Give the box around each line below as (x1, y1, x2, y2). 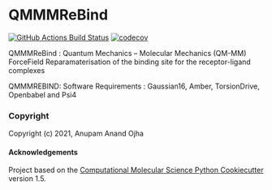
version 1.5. (8, 174, 46, 184)
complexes (8, 65, 45, 75)
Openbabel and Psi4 (8, 89, 77, 99)
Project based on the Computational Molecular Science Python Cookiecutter (8, 165, 264, 175)
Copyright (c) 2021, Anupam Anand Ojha (8, 128, 145, 139)
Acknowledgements (8, 147, 79, 157)
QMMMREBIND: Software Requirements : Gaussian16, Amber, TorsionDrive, (8, 81, 260, 91)
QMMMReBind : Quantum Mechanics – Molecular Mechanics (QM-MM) (8, 48, 247, 58)
